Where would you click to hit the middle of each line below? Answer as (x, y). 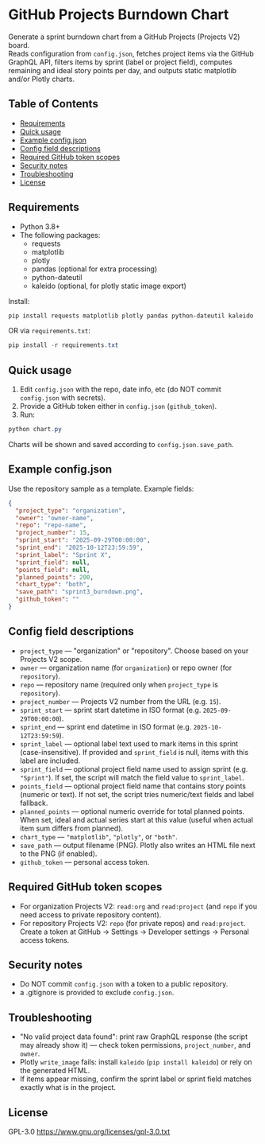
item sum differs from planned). (71, 828)
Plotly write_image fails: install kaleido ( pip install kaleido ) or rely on (136, 1062)
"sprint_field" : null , (53, 562)
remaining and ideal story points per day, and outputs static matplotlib (122, 70)
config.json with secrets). (62, 398)
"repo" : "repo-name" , (51, 525)
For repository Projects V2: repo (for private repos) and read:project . (132, 923)
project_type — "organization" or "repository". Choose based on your (134, 651)
